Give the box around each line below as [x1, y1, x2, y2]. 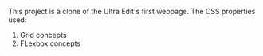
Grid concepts [19, 31, 67, 39]
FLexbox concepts [19, 39, 81, 48]
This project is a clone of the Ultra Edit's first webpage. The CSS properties [8, 7, 256, 16]
